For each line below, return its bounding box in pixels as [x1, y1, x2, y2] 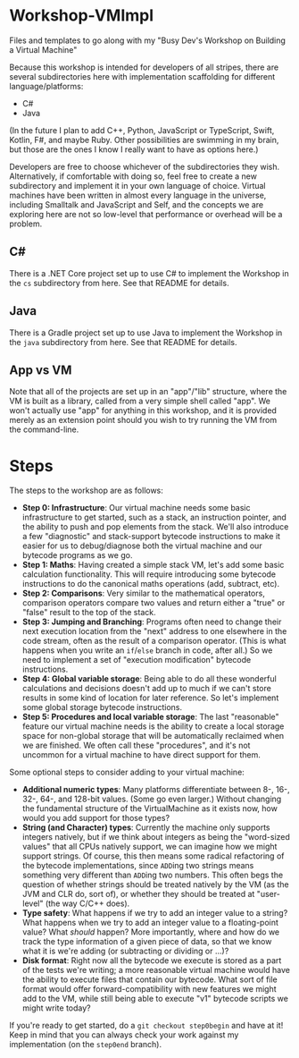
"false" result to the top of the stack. [21, 607, 156, 618]
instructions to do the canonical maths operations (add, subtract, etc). [21, 579, 279, 589]
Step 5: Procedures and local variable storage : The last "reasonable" [21, 712, 279, 723]
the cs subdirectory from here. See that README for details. [9, 277, 229, 288]
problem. [9, 218, 43, 229]
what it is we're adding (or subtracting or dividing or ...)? [21, 945, 229, 957]
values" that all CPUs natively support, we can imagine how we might [21, 842, 278, 852]
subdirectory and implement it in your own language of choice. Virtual [9, 180, 266, 190]
